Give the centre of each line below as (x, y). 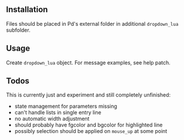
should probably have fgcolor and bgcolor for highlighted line (88, 125)
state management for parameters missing (66, 106)
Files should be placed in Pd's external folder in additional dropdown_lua (92, 23)
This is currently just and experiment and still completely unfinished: (88, 95)
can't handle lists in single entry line (58, 112)
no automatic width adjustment (52, 119)
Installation (27, 10)
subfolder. (18, 30)
